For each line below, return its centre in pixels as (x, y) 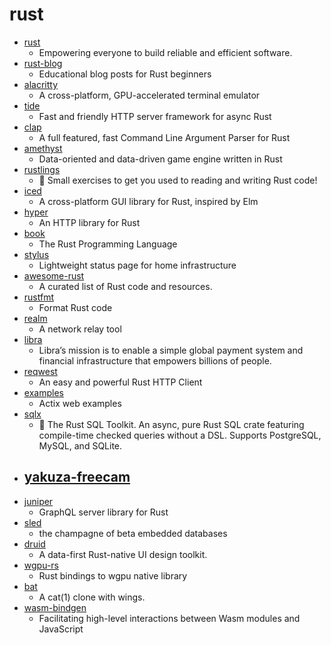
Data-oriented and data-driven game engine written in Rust (160, 159)
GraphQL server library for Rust (103, 512)
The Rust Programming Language (108, 244)
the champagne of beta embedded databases (133, 533)
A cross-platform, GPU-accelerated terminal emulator (149, 95)
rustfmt (38, 297)
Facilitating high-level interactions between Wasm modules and (169, 618)
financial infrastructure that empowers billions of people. (155, 360)
